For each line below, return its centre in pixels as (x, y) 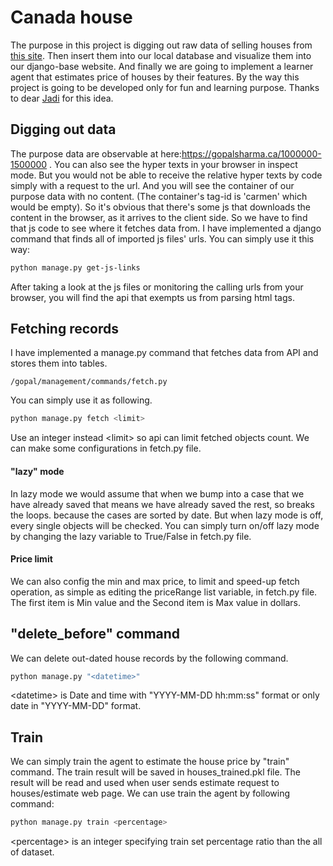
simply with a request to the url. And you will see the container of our (152, 185)
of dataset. (32, 852)
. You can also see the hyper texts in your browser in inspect (173, 164)
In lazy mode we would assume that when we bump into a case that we (157, 493)
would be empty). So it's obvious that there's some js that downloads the (161, 207)
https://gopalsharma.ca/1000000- (251, 153)
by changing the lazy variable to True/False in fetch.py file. (131, 536)
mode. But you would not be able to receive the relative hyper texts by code (166, 175)
